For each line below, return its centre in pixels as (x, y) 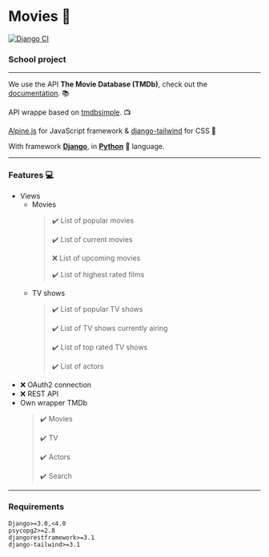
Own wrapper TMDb (54, 402)
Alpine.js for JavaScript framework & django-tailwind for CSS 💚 (112, 131)
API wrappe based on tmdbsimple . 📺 (70, 112)
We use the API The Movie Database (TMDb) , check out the (108, 84)
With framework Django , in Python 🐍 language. (86, 147)
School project (37, 59)
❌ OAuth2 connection (56, 385)
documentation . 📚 (39, 93)
